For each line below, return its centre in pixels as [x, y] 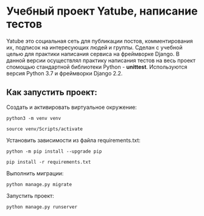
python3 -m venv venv [34, 118]
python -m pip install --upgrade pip [54, 151]
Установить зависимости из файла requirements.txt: [73, 140]
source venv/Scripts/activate [45, 129]
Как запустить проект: [52, 92]
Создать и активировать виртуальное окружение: [72, 107]
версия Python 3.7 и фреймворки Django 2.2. [65, 73]
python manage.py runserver [42, 207]
